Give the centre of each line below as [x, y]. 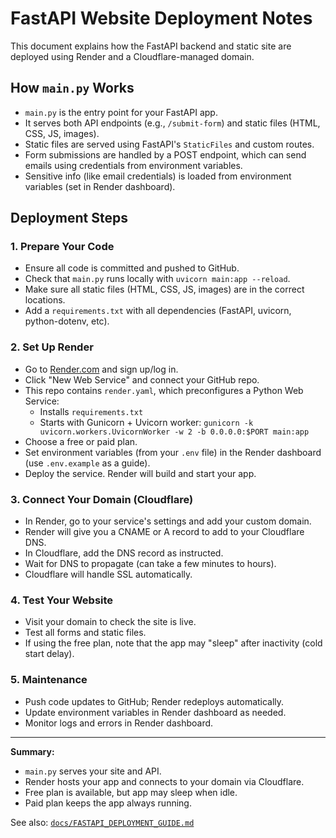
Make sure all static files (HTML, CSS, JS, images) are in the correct [164, 289]
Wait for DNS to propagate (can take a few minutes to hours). [150, 564]
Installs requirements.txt [91, 411]
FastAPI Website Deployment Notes [161, 18]
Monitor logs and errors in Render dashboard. [119, 723]
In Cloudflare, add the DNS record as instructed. [124, 553]
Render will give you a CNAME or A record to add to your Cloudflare [164, 532]
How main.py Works [72, 88]
